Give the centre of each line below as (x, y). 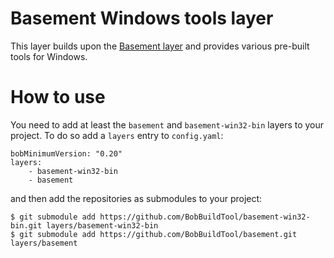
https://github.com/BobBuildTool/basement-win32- (205, 217)
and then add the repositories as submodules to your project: (136, 198)
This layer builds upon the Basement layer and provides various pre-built (160, 46)
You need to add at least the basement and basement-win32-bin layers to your (167, 124)
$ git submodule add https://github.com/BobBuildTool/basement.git (154, 234)
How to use (58, 97)
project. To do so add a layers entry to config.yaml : (117, 135)
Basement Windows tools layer (142, 18)
